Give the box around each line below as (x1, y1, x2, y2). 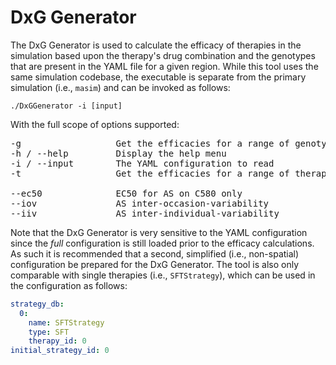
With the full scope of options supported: (10, 118, 180, 130)
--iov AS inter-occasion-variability (10, 197, 270, 209)
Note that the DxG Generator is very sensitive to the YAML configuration (10, 226, 308, 238)
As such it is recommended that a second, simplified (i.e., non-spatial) (10, 247, 300, 260)
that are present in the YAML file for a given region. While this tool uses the (10, 60, 319, 72)
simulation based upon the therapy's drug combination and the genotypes (10, 49, 316, 61)
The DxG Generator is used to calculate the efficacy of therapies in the (10, 39, 302, 51)
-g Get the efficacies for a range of (10, 137, 290, 149)
